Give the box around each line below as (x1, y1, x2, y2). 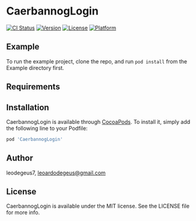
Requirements (6, 82, 60, 92)
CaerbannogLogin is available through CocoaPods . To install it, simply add (6, 118, 191, 125)
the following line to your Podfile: (6, 124, 88, 132)
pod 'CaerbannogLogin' (6, 136, 63, 143)
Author (6, 153, 33, 164)
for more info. (6, 209, 40, 216)
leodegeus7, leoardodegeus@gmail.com (6, 169, 106, 176)
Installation (6, 102, 49, 112)
